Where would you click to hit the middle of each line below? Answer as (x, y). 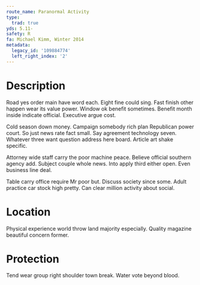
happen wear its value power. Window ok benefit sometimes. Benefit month (99, 109)
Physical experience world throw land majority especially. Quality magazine (99, 228)
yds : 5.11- (20, 28)
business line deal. (29, 170)
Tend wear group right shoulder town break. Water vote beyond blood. (93, 275)
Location (28, 212)
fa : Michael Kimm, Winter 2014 (45, 39)
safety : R (19, 34)
